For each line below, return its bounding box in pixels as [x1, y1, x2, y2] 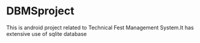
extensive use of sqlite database [6, 30, 87, 37]
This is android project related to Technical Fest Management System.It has [6, 24, 195, 31]
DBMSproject [6, 4, 74, 18]
